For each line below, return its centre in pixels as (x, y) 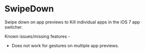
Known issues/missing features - (37, 36)
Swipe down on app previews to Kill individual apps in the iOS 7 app (72, 22)
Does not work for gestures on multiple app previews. (65, 45)
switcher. (14, 27)
